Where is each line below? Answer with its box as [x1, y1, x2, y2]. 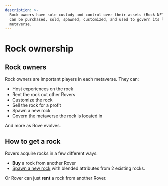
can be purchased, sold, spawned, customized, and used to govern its [9, 17, 160, 22]
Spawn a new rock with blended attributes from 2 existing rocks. [12, 165, 146, 171]
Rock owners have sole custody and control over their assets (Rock [9, 12, 155, 17]
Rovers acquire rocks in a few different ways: [5, 150, 98, 156]
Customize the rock [12, 97, 53, 103]
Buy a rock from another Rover [12, 160, 76, 166]
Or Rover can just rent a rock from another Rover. [5, 175, 107, 181]
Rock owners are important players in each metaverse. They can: [5, 76, 139, 82]
